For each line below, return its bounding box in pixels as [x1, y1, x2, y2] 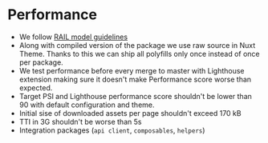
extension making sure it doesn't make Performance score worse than [18, 74, 252, 84]
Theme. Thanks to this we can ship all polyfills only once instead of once [18, 49, 260, 58]
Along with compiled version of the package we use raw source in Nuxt [18, 40, 256, 50]
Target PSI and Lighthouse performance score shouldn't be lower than [18, 91, 252, 101]
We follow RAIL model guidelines [18, 32, 128, 42]
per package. [18, 58, 63, 67]
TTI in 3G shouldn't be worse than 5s [18, 117, 142, 126]
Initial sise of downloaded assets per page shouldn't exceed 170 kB [18, 108, 242, 117]
